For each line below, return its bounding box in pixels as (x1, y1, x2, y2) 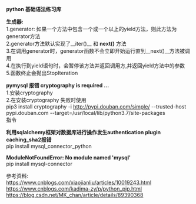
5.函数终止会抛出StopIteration (6, 70, 78, 76)
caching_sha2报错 (6, 136, 52, 143)
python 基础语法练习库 (6, 6, 62, 12)
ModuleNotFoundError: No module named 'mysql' (6, 154, 131, 161)
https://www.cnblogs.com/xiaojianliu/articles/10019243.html (6, 179, 152, 186)
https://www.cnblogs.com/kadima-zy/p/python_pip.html (6, 185, 142, 192)
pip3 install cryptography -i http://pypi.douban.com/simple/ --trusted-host (6, 103, 187, 110)
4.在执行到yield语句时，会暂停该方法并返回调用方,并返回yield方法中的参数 (6, 62, 185, 69)
